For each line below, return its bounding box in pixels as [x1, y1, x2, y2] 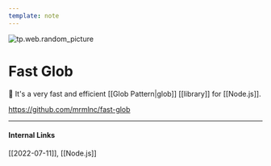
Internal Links [8, 131, 56, 140]
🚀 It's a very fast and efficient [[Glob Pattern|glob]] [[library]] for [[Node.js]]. [8, 89, 261, 98]
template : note [8, 11, 60, 20]
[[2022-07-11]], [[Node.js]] [8, 148, 97, 158]
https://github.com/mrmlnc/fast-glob [8, 104, 131, 114]
